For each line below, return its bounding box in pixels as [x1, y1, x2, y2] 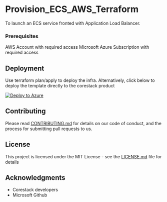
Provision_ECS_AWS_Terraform [5, 4, 139, 15]
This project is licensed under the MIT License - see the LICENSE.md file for [5, 153, 162, 159]
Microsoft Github [12, 192, 47, 198]
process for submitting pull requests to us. [5, 126, 92, 132]
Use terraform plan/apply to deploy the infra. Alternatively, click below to [5, 77, 155, 83]
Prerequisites [5, 33, 38, 40]
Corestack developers [12, 187, 58, 193]
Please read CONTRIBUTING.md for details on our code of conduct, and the [5, 120, 161, 126]
